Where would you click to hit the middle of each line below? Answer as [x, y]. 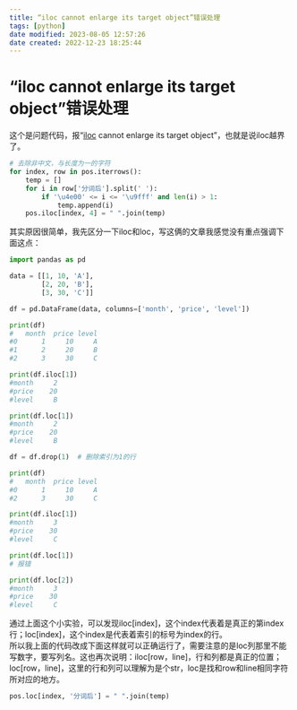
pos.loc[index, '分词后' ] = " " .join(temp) [89, 697]
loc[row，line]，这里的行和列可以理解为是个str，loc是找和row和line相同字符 [149, 668]
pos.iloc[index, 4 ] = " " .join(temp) [96, 213]
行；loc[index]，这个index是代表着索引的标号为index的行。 [119, 635]
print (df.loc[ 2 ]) [42, 580]
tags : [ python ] [38, 26]
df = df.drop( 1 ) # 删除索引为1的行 [73, 457]
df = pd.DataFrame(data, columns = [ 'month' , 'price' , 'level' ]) [130, 309]
